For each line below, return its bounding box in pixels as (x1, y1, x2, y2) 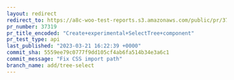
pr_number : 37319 (6, 23, 57, 30)
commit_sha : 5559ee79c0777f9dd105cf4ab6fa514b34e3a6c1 (6, 49, 170, 56)
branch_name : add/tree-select (6, 62, 95, 69)
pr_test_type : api (6, 36, 60, 43)
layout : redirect (6, 10, 57, 17)
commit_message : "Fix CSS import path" (6, 56, 123, 63)
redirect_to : (6, 17, 45, 24)
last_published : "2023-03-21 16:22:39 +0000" (6, 42, 141, 49)
